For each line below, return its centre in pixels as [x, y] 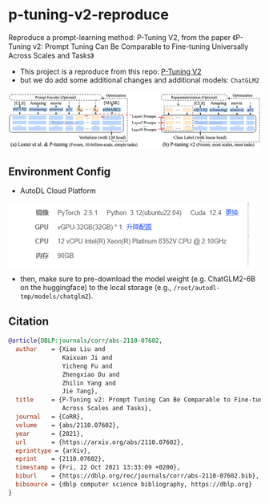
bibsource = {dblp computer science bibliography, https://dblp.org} [134, 485]
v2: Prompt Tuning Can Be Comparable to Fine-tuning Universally [141, 46]
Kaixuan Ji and [87, 357]
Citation [29, 321]
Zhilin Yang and [89, 383]
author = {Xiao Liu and [60, 349]
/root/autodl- [197, 288]
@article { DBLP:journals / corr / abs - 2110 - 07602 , [85, 341]
